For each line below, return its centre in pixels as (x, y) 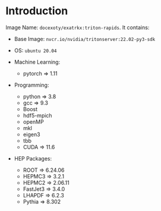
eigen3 (31, 134)
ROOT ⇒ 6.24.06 (44, 170)
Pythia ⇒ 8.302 (42, 201)
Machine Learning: (37, 62)
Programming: (31, 85)
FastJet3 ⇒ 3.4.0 (44, 189)
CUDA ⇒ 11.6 (39, 147)
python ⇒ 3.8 (40, 96)
